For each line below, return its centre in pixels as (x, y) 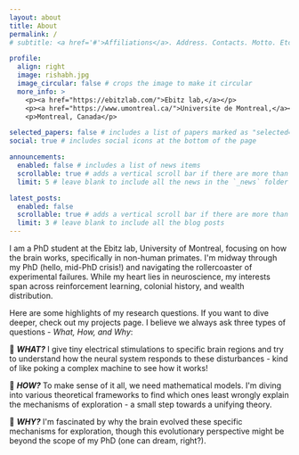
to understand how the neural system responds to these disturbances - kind (149, 359)
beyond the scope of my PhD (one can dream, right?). (108, 441)
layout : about (36, 17)
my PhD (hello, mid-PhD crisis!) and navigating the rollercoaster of (131, 267)
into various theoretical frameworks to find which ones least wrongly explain (149, 395)
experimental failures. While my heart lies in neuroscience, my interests (140, 277)
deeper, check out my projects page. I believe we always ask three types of (148, 323)
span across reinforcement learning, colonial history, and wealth (127, 286)
